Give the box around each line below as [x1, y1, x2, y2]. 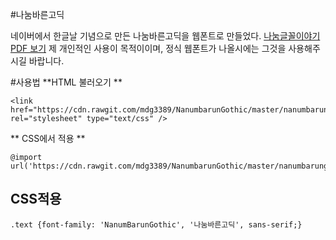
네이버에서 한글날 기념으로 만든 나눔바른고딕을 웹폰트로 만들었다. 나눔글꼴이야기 [10, 30, 321, 42]
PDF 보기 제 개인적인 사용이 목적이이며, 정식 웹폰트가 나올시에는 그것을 [10, 43, 287, 54]
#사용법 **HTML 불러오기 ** [10, 76, 123, 88]
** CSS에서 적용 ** [10, 133, 86, 144]
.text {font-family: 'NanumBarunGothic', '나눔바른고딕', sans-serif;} [10, 219, 303, 230]
